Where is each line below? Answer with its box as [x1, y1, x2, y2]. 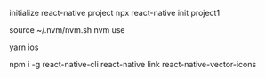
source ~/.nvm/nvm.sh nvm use [9, 25, 126, 35]
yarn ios [9, 42, 39, 52]
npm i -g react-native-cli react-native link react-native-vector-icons [9, 59, 257, 69]
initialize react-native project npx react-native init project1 [9, 8, 221, 18]
